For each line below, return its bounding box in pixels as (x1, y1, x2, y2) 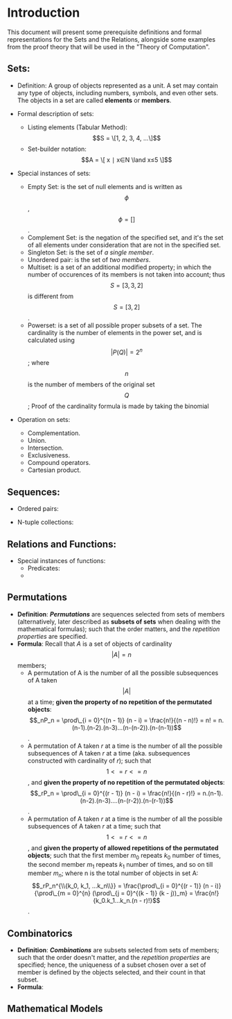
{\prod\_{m (34, 889, 66, 897)
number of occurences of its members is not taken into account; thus (27, 270, 225, 279)
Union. (27, 437, 47, 445)
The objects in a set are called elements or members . (17, 96, 172, 104)
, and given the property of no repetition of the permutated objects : (27, 778, 225, 786)
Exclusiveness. (27, 451, 71, 459)
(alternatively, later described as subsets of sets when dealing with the (17, 617, 221, 626)
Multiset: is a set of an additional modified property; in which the (27, 263, 212, 271)
